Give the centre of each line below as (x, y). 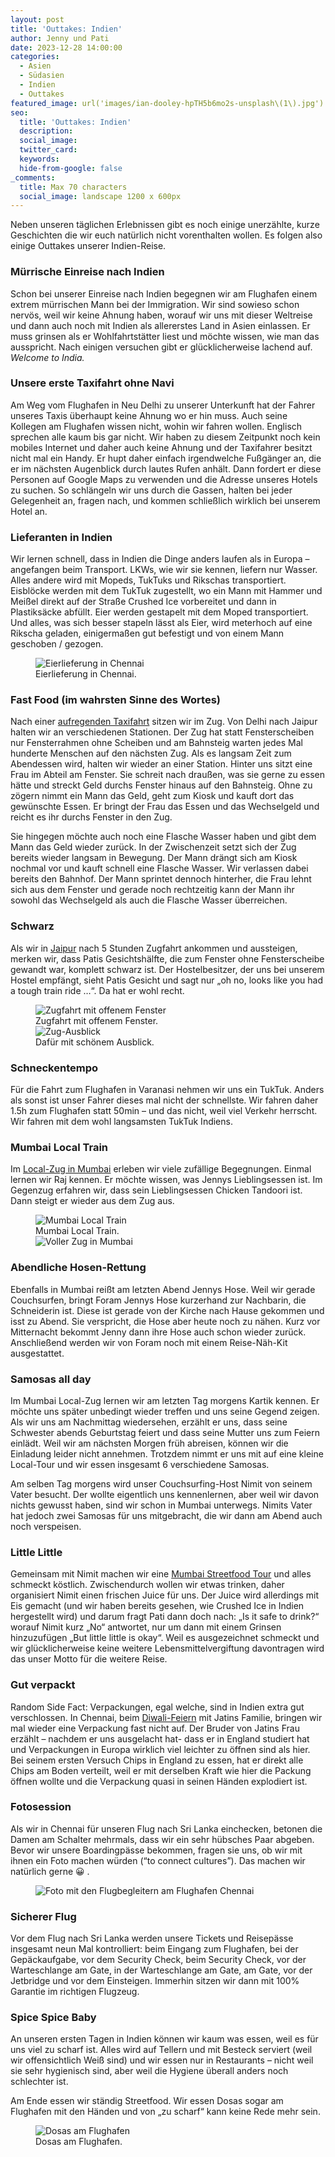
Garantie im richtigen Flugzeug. (75, 1992)
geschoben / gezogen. (57, 644)
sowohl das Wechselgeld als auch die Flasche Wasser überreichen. (149, 900)
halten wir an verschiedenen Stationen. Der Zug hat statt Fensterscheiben (162, 732)
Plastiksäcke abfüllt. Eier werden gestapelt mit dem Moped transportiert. (159, 612)
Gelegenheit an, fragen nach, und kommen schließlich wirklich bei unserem (165, 500)
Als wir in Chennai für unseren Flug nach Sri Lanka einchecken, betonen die (166, 1828)
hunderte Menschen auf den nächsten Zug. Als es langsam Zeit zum (151, 753)
